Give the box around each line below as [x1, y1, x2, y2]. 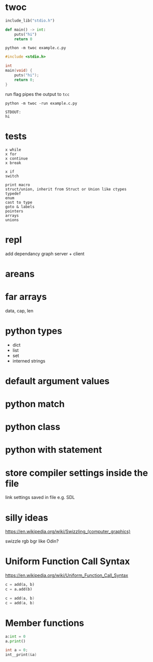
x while [5, 147, 22, 152]
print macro [5, 182, 30, 187]
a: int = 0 [5, 634, 26, 639]
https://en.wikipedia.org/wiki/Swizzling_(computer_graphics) [5, 529, 131, 535]
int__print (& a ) [5, 652, 37, 657]
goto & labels [5, 204, 35, 209]
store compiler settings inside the [5, 467, 148, 478]
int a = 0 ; [5, 647, 28, 653]
